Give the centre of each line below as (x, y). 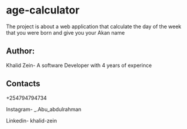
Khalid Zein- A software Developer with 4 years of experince (79, 65)
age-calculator (43, 10)
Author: (20, 51)
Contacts (23, 84)
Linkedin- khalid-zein (32, 120)
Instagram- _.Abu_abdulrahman (44, 109)
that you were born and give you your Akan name (65, 32)
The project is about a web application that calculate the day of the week (94, 26)
